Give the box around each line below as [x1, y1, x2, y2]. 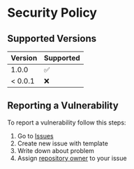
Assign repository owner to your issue [17, 154, 127, 162]
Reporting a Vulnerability [7, 99, 119, 112]
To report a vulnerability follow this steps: [7, 118, 126, 127]
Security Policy [7, 5, 98, 21]
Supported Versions [7, 33, 96, 45]
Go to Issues [17, 131, 54, 140]
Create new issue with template [17, 139, 108, 147]
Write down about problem [17, 146, 94, 154]
